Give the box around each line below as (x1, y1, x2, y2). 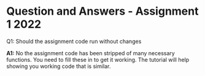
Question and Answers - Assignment (6, 4, 199, 18)
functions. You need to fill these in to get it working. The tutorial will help (6, 56, 190, 63)
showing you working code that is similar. (6, 63, 111, 70)
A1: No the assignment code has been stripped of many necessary (6, 49, 175, 56)
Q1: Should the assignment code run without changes (6, 37, 142, 45)
